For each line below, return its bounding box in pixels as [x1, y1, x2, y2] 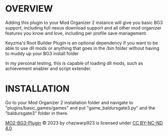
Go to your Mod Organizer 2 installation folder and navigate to [5, 99, 133, 105]
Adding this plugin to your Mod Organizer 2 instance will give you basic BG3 [5, 19, 163, 25]
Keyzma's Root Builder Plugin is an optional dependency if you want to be [5, 39, 158, 45]
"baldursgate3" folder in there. [5, 110, 69, 116]
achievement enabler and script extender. [5, 65, 92, 71]
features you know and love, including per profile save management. [5, 30, 147, 36]
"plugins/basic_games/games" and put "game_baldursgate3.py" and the [5, 104, 155, 110]
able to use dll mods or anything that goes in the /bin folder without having [5, 45, 159, 51]
